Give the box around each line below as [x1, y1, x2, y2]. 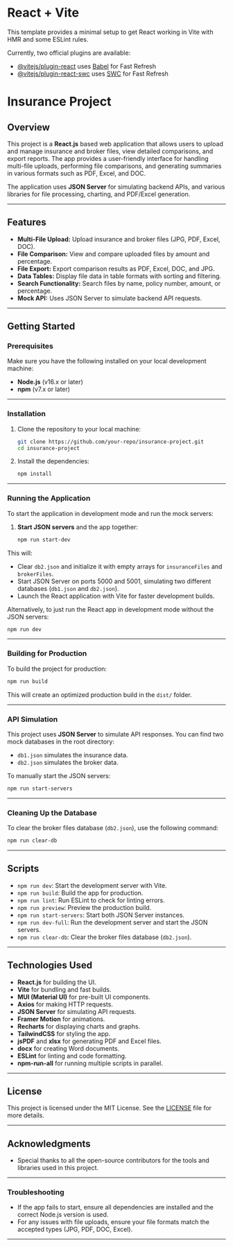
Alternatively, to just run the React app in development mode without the [7, 605, 214, 613]
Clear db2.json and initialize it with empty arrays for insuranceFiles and [17, 562, 223, 570]
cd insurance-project [17, 445, 80, 452]
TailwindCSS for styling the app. [17, 1029, 111, 1038]
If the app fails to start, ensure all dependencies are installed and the [17, 1203, 214, 1212]
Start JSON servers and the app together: [17, 522, 139, 531]
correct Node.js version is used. [17, 1210, 109, 1219]
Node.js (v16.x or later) [17, 378, 83, 386]
